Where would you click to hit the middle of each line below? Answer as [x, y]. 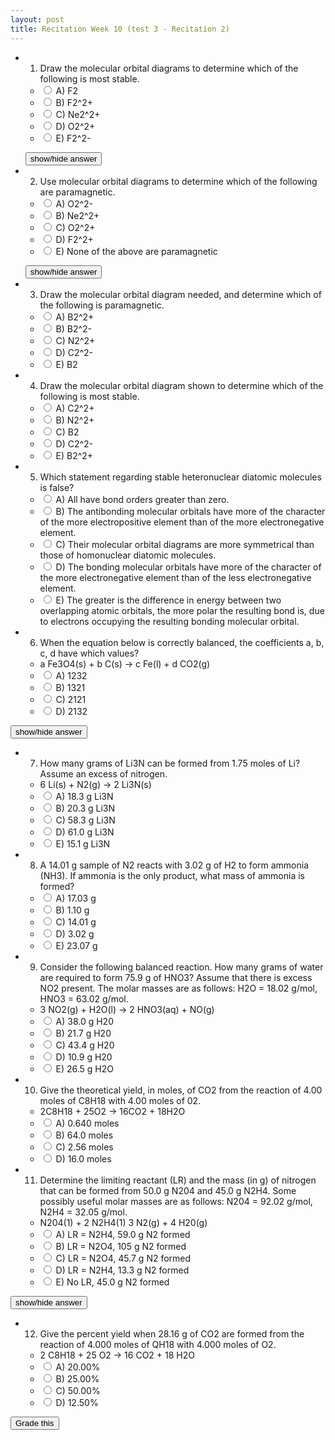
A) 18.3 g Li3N [84, 796]
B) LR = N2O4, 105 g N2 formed [121, 1246]
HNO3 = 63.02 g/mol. [84, 998]
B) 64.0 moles [84, 1135]
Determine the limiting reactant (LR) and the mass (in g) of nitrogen [178, 1180]
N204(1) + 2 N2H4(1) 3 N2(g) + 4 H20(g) [123, 1222]
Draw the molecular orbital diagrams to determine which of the [169, 68]
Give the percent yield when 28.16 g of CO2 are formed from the [172, 1333]
